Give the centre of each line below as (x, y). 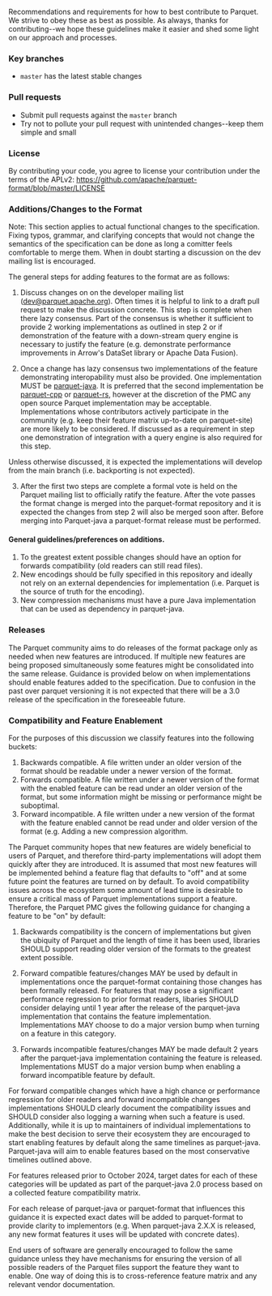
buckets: (23, 746)
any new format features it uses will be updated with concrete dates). (124, 1234)
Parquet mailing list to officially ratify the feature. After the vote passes (138, 495)
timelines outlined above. (50, 1160)
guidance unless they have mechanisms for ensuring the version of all (125, 1258)
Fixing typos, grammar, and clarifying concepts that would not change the (132, 235)
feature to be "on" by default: (57, 916)
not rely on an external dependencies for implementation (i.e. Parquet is (140, 583)
